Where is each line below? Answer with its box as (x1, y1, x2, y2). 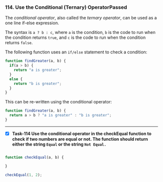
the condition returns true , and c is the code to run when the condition (5, 34, 146, 40)
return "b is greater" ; (14, 81, 62, 86)
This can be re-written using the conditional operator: (5, 99, 112, 105)
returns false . (5, 40, 33, 46)
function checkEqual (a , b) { (5, 155, 64, 160)
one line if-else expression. (5, 20, 59, 26)
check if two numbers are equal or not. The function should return (12, 136, 148, 142)
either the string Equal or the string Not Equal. (12, 141, 107, 147)
